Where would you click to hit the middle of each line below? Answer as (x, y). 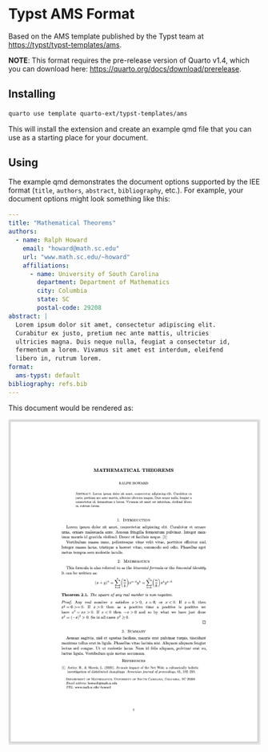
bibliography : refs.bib (48, 384)
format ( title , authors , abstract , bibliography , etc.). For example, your (126, 190)
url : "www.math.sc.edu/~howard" (76, 257)
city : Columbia (62, 291)
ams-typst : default (48, 376)
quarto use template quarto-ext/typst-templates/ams (98, 113)
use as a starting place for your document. (78, 137)
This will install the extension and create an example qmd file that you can (130, 128)
